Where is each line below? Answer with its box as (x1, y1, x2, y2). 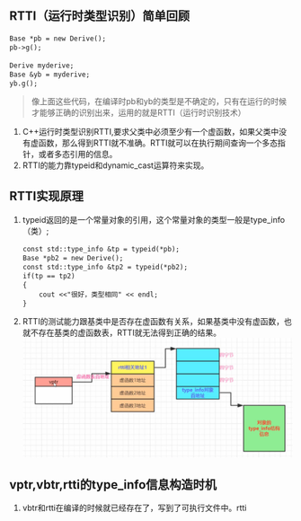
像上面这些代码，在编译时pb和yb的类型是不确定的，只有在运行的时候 (31, 95, 288, 106)
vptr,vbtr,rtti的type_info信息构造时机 (9, 477, 217, 492)
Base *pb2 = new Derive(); (22, 253, 124, 262)
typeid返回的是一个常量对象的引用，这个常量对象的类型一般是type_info (22, 214, 286, 225)
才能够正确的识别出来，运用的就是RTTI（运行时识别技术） (31, 107, 246, 118)
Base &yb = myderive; (9, 70, 91, 79)
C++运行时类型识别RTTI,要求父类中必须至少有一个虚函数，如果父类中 (22, 126, 279, 137)
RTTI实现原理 (9, 189, 84, 204)
